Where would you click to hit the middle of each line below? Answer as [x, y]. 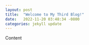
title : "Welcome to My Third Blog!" [45, 14]
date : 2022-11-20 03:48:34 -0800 [42, 19]
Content [14, 38]
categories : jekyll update [33, 24]
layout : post [19, 10]
